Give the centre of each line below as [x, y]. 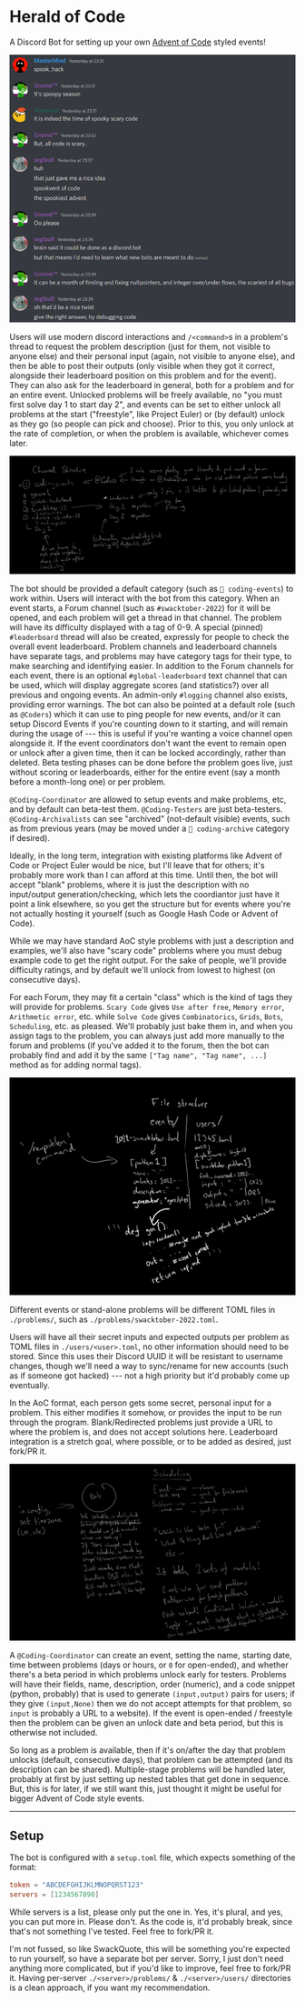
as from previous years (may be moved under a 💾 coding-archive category [149, 828]
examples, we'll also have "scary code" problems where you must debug [146, 951]
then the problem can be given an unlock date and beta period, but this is [147, 1723]
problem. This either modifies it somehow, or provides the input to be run [146, 1413]
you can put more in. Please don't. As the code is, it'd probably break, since [151, 1921]
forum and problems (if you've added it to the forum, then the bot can [139, 1046]
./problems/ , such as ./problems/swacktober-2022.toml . [114, 1319]
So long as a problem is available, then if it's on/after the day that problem [148, 1750]
